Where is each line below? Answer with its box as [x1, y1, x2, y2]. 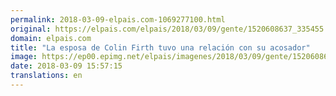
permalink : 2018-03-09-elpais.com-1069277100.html [10, 14, 226, 25]
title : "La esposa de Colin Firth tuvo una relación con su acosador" [10, 42, 311, 53]
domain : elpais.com [10, 33, 92, 43]
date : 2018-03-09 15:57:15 [10, 61, 123, 71]
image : [10, 52, 38, 62]
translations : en [10, 71, 83, 81]
